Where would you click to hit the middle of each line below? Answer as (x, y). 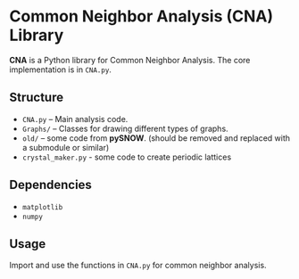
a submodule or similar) (66, 147)
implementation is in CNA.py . (60, 70)
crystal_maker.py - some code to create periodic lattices (127, 157)
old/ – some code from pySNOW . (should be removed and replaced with (156, 138)
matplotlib (42, 207)
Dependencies (50, 185)
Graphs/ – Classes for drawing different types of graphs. (125, 128)
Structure (37, 98)
